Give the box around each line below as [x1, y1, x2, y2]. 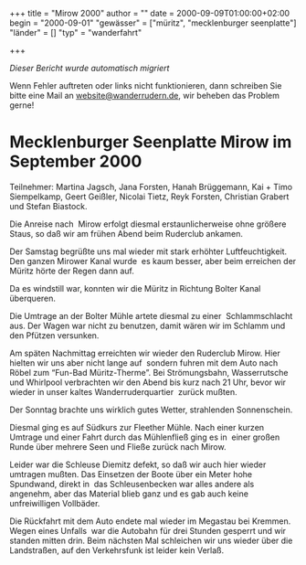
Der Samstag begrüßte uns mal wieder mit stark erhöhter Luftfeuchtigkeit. [9, 246, 288, 257]
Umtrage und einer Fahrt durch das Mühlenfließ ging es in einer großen [9, 432, 280, 442]
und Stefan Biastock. [9, 200, 89, 211]
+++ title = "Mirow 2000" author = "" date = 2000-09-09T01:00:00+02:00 [9, 8, 290, 18]
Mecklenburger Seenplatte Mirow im [9, 132, 292, 153]
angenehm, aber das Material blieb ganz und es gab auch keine [9, 488, 249, 499]
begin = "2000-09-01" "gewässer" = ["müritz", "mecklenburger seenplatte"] [9, 17, 297, 28]
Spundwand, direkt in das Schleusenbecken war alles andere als [9, 478, 255, 489]
